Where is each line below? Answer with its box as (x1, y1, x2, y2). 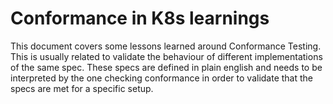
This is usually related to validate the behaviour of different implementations (10, 50, 323, 62)
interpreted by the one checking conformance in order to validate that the (10, 72, 314, 84)
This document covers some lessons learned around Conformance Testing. (10, 40, 322, 52)
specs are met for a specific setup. (10, 82, 154, 94)
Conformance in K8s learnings (10, 7, 270, 30)
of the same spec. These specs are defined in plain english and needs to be (10, 61, 323, 73)
